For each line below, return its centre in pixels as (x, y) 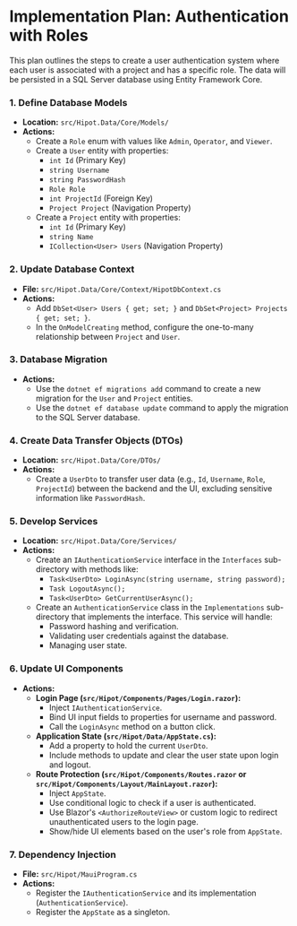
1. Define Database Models (68, 102)
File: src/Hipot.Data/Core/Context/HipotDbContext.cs (122, 289)
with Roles (49, 35)
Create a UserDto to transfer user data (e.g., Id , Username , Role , (150, 479)
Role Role (67, 190)
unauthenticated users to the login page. (123, 821)
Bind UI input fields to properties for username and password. (163, 717)
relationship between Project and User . (108, 336)
